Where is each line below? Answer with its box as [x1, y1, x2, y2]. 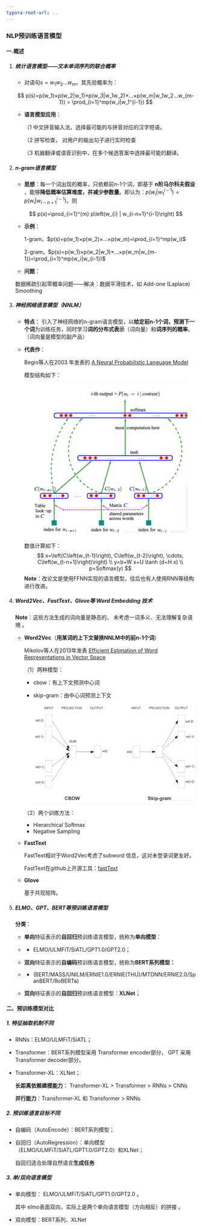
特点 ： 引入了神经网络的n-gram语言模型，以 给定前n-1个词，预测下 [24, 318, 190, 325]
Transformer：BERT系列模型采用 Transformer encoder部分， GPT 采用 [14, 1049, 191, 1056]
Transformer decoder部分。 [14, 1056, 84, 1063]
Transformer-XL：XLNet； [14, 1069, 81, 1076]
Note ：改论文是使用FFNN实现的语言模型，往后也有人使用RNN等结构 [24, 574, 194, 582]
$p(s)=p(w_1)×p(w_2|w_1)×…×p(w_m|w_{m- [48, 248, 157, 256]
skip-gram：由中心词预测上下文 [33, 691, 112, 699]
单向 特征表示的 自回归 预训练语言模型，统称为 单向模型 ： [24, 933, 162, 940]
